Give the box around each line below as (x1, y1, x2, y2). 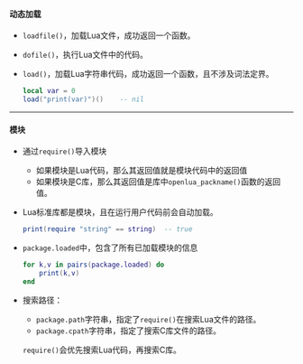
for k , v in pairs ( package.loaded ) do (22, 260, 165, 270)
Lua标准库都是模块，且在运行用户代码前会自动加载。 (22, 207, 218, 218)
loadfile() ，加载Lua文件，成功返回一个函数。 (22, 30, 196, 41)
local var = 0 (22, 87, 76, 96)
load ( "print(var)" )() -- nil (22, 95, 144, 104)
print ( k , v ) (39, 268, 80, 277)
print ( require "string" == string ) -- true (22, 225, 193, 234)
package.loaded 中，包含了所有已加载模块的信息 (22, 242, 198, 253)
